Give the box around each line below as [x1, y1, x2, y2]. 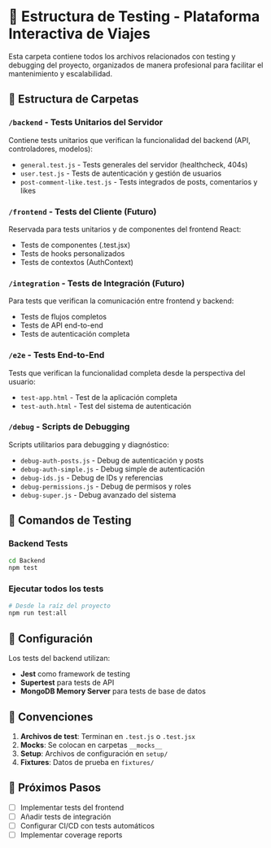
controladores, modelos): [8, 144, 94, 154]
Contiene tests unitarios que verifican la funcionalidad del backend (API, [8, 135, 251, 145]
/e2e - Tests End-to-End [8, 350, 105, 361]
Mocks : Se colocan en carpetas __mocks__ [20, 740, 163, 750]
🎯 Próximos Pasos [8, 781, 102, 795]
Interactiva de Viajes [8, 24, 151, 43]
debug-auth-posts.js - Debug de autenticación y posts [20, 455, 204, 465]
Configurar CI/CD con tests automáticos [20, 820, 155, 830]
